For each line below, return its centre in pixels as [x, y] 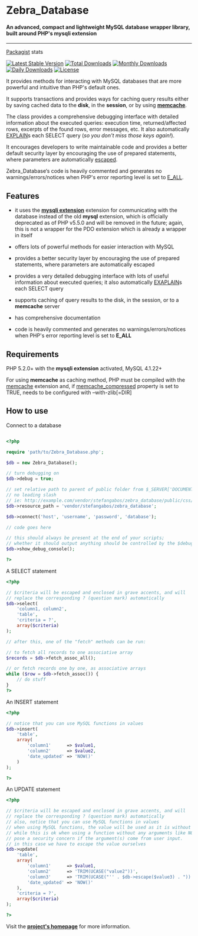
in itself [24, 235]
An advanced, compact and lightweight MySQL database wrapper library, [98, 27]
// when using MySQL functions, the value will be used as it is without [99, 827]
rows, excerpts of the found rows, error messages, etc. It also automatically [98, 129]
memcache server [37, 306]
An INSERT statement [32, 702]
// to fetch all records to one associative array [70, 652]
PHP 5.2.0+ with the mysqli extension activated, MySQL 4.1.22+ [84, 369]
